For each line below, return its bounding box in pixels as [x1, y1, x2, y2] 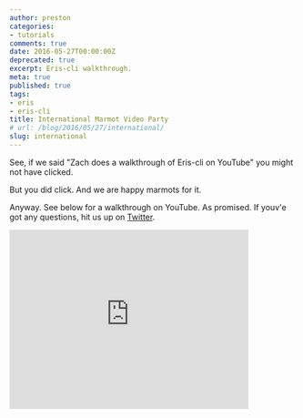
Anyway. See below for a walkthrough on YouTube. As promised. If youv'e [9, 201, 287, 212]
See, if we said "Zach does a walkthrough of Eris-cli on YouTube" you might [9, 157, 294, 168]
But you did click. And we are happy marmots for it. [9, 184, 202, 195]
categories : [9, 22, 55, 31]
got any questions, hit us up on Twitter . [9, 211, 156, 222]
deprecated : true [9, 56, 76, 65]
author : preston [9, 13, 71, 23]
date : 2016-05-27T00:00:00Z [9, 47, 116, 56]
